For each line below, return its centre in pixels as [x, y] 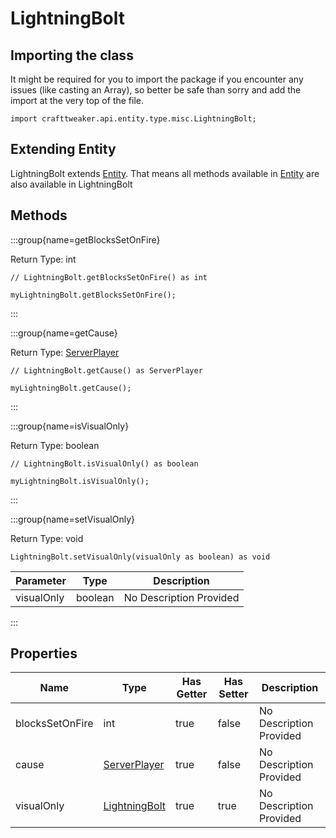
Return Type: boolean [55, 445]
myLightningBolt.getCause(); [71, 388]
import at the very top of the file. [77, 100]
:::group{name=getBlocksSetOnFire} [85, 239]
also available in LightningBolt [71, 184]
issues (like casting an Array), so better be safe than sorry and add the [156, 90]
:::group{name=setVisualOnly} [72, 519]
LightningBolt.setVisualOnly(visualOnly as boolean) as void [140, 557]
